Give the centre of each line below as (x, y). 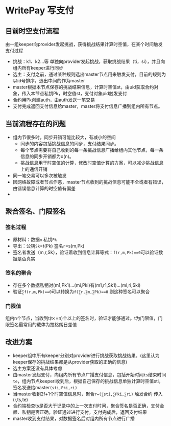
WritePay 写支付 (40, 10)
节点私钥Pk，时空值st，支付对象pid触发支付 (81, 93)
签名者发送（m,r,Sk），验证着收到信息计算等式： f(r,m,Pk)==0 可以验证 (86, 252)
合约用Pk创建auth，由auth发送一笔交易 (54, 100)
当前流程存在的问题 (35, 124)
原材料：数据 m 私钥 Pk (35, 239)
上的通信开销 (34, 169)
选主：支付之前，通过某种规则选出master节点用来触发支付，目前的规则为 (89, 74)
